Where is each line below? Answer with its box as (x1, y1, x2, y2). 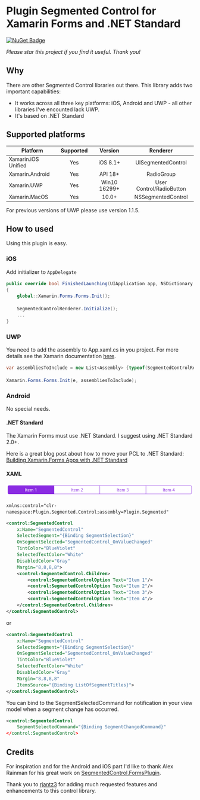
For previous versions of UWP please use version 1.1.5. (6, 206, 140, 213)
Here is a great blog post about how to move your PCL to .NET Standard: (6, 450, 185, 457)
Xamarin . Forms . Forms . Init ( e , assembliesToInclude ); (6, 377, 137, 383)
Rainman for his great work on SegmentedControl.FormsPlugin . (6, 770, 161, 777)
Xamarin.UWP (8, 182, 43, 189)
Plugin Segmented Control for (6, 4, 157, 18)
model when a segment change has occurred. (6, 706, 119, 713)
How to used (6, 224, 54, 234)
